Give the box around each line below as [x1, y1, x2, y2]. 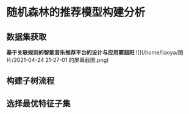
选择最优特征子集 [6, 98, 71, 109]
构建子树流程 [6, 76, 55, 86]
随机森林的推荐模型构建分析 [6, 5, 146, 19]
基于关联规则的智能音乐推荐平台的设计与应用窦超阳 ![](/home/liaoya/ [6, 49, 178, 56]
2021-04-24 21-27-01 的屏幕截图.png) [13, 56, 109, 64]
